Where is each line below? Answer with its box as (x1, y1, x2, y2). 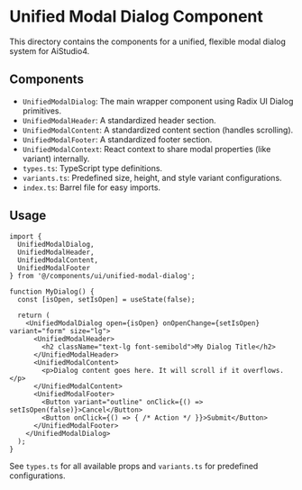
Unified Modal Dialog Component (9, 6, 264, 27)
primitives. (22, 105, 61, 116)
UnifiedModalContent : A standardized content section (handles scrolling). (22, 124, 294, 135)
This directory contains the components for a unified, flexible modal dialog (9, 36, 287, 47)
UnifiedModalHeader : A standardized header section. (22, 114, 216, 125)
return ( (17, 311, 50, 320)
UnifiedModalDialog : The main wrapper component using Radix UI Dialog (22, 95, 294, 106)
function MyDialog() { (9, 286, 95, 296)
